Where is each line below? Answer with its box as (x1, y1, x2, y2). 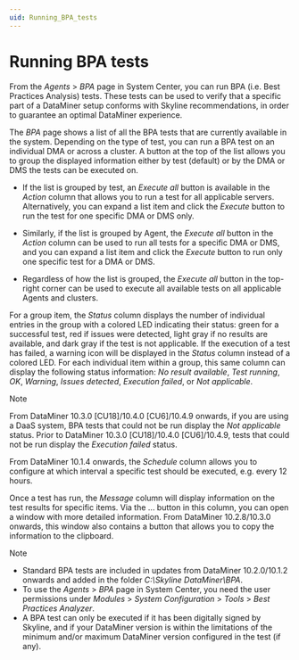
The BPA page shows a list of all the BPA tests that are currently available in (9, 127, 287, 137)
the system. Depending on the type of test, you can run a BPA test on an (9, 136, 275, 147)
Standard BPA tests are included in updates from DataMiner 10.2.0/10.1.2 (21, 565, 288, 575)
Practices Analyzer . (21, 603, 96, 614)
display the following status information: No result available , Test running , (9, 367, 280, 377)
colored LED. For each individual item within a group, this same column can (9, 357, 286, 367)
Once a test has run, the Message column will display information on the (9, 492, 275, 503)
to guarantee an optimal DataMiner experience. (9, 109, 183, 120)
